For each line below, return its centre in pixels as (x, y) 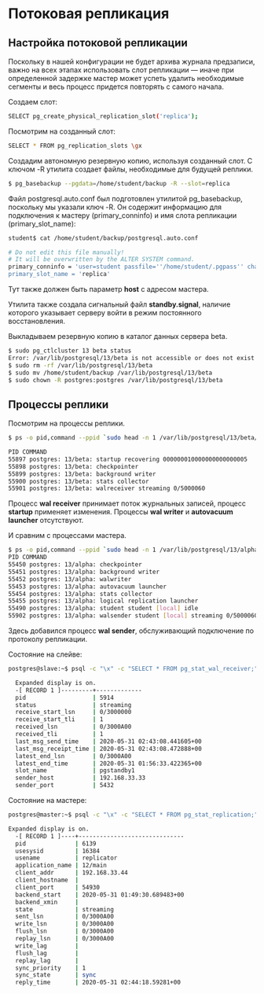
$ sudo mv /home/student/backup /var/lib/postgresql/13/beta (110, 373)
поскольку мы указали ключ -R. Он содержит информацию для (115, 207)
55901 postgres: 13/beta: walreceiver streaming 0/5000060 (107, 488)
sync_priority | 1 (51, 968)
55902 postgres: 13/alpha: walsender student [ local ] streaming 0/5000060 (133, 616)
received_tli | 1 (59, 734)
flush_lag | (47, 953)
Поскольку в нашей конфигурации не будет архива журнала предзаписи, (132, 61)
